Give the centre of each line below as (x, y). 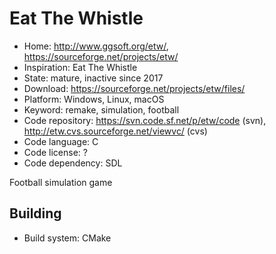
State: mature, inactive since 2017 (93, 78)
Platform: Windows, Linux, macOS (94, 99)
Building (35, 213)
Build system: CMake (67, 238)
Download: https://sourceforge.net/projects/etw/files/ (134, 88)
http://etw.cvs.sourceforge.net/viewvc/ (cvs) (115, 131)
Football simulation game (61, 182)
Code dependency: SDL (73, 163)
